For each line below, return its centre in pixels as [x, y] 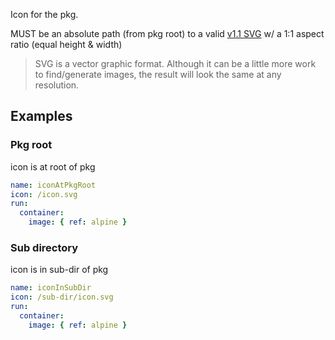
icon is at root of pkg [53, 166]
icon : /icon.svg [44, 194]
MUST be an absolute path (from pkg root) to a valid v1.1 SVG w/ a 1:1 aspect [167, 33]
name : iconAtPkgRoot [53, 185]
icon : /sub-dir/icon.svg [62, 297]
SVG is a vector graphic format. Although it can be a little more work [175, 63]
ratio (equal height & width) [66, 44]
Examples [41, 116]
